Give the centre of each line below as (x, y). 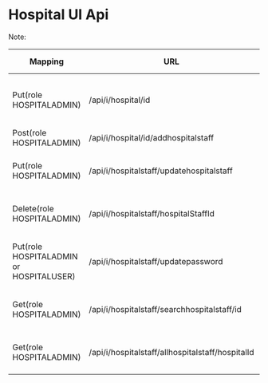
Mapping (47, 61)
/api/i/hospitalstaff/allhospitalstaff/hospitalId (171, 352)
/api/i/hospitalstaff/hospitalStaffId (152, 213)
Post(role (30, 132)
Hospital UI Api (59, 15)
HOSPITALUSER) (44, 276)
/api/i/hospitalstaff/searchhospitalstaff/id (165, 309)
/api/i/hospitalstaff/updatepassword (156, 261)
